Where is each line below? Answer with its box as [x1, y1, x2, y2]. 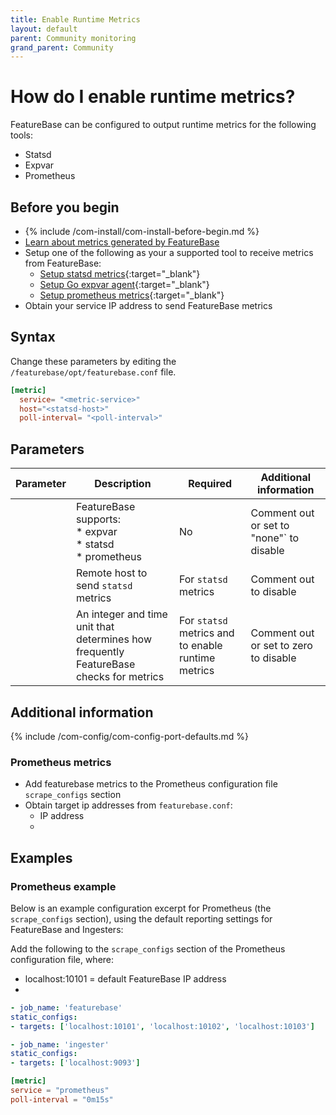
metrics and [178, 626, 235, 640]
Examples [10, 849, 73, 866]
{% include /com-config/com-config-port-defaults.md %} [10, 730, 250, 742]
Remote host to [75, 566, 148, 580]
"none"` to [250, 531, 300, 545]
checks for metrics [75, 670, 165, 684]
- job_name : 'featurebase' [10, 1002, 123, 1013]
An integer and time [75, 607, 168, 621]
